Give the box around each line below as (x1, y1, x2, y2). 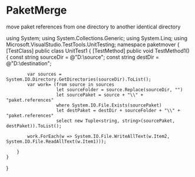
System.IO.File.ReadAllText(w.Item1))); (6, 139, 107, 144)
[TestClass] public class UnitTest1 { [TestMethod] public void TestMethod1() (6, 47, 190, 54)
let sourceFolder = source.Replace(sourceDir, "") (56, 86, 183, 92)
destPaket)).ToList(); (6, 123, 62, 129)
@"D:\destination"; (6, 60, 52, 67)
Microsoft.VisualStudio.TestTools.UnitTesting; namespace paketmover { (6, 41, 180, 48)
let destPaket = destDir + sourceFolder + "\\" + (56, 107, 181, 113)
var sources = (27, 71, 62, 77)
